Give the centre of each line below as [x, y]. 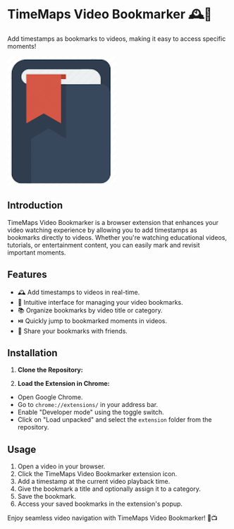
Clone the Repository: [50, 370]
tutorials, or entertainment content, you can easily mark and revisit [104, 245]
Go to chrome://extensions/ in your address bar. [88, 405]
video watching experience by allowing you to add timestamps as [102, 230]
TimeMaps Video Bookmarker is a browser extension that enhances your [113, 222]
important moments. [37, 253]
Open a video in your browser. [61, 466]
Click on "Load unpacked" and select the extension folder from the [115, 420]
